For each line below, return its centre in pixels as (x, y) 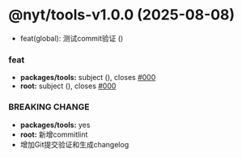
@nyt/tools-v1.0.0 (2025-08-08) (122, 15)
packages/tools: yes (55, 125)
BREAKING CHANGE (49, 107)
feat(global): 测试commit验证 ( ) (72, 38)
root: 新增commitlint (54, 134)
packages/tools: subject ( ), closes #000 (88, 78)
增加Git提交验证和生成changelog (74, 144)
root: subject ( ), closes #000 (68, 86)
